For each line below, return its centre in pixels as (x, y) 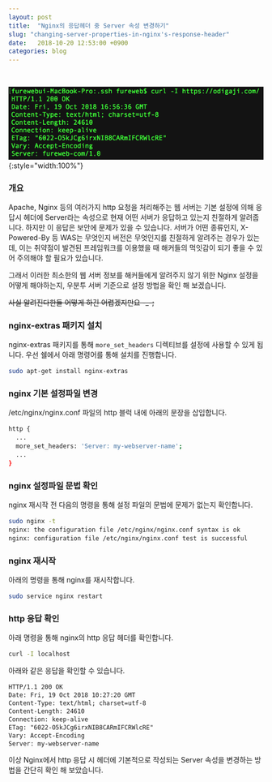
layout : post (30, 17)
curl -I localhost (39, 654)
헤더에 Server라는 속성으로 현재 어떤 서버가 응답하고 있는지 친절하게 (130, 217)
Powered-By (29, 237)
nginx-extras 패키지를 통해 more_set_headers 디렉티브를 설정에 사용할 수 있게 (132, 345)
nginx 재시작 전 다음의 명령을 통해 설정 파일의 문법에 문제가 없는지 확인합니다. (131, 505)
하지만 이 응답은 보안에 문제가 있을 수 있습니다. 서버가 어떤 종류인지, (132, 227)
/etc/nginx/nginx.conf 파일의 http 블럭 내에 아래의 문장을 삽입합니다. (118, 413)
